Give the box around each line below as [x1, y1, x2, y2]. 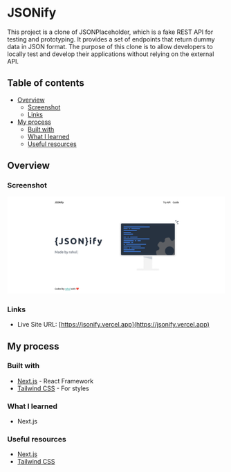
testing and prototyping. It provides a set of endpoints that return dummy [7, 35, 216, 43]
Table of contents [7, 78, 84, 89]
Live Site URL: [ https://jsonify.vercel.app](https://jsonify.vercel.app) [17, 320, 210, 329]
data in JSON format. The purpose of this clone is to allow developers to [7, 42, 213, 51]
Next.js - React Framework [17, 376, 94, 385]
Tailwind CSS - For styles [17, 384, 90, 392]
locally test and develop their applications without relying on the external [7, 50, 214, 58]
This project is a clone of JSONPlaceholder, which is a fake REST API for [7, 28, 214, 36]
